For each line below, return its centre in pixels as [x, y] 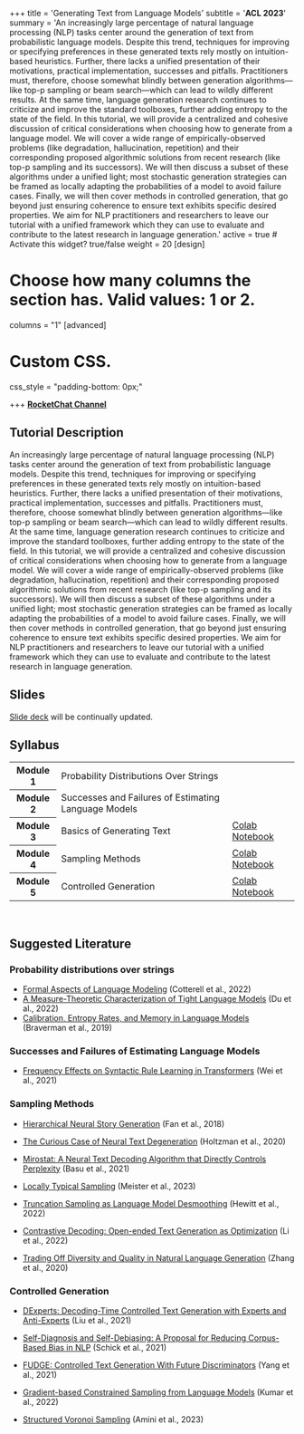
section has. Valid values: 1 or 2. [133, 300]
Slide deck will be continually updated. [81, 717]
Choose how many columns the [130, 281]
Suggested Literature [71, 943]
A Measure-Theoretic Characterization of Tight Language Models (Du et [157, 999]
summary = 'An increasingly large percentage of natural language [132, 23]
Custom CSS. [60, 362]
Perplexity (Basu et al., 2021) [76, 1169]
